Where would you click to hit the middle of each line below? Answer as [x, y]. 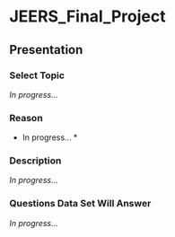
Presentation [46, 50]
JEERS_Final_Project [87, 17]
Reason [26, 118]
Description [35, 161]
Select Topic [37, 75]
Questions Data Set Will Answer [80, 204]
